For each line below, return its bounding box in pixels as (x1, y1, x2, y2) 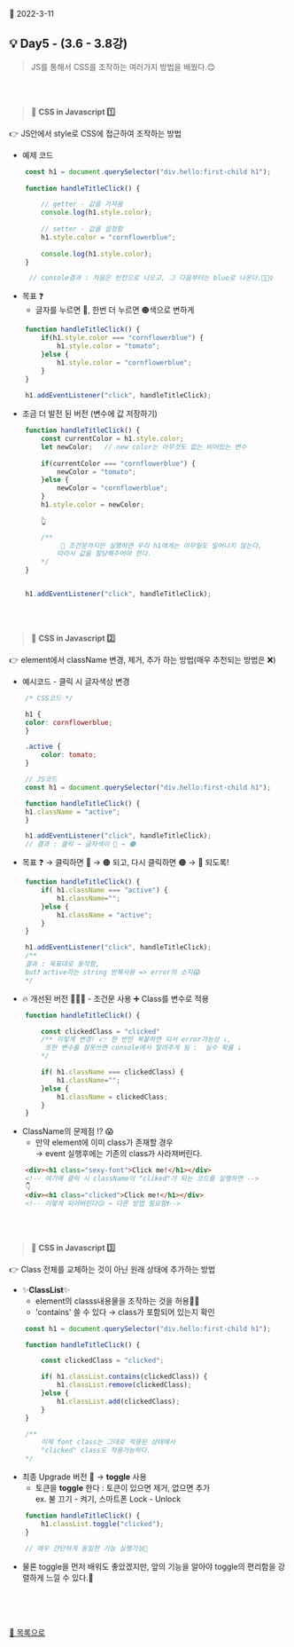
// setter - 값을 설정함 (41, 225, 124, 234)
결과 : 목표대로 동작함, (25, 959, 100, 969)
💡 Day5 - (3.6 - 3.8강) (9, 36, 128, 51)
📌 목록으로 (9, 1627, 46, 1637)
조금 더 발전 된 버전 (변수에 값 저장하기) (21, 408, 158, 419)
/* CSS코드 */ (25, 693, 73, 703)
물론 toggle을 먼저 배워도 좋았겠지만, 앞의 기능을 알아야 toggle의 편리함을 (21, 1561, 276, 1572)
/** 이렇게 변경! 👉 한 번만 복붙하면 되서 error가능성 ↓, (41, 1035, 232, 1044)
